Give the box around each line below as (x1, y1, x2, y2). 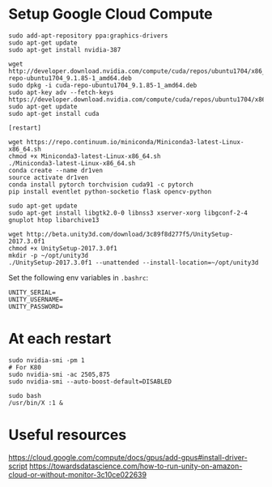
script (8, 461, 28, 471)
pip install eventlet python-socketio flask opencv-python (8, 187, 212, 195)
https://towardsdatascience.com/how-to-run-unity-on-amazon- (29, 461, 243, 471)
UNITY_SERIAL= (8, 288, 57, 297)
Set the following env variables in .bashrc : (8, 272, 148, 282)
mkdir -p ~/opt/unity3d (8, 251, 89, 259)
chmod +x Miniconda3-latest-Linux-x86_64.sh (8, 152, 161, 160)
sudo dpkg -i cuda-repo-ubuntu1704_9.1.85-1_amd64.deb (8, 81, 198, 89)
